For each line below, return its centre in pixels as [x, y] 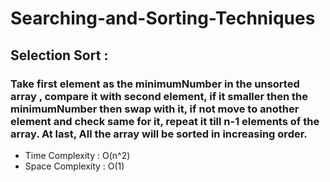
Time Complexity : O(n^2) [77, 155]
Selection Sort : [59, 55]
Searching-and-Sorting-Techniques [163, 18]
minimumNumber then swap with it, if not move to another [155, 109]
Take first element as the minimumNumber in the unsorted [155, 84]
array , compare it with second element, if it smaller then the [159, 96]
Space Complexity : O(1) [74, 166]
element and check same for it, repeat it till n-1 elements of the [165, 121]
